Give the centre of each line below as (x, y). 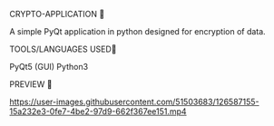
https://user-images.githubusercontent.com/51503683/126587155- (134, 102)
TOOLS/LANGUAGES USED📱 (63, 49)
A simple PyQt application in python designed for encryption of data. (137, 31)
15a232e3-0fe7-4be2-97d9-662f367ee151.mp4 (98, 111)
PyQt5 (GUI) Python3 (49, 67)
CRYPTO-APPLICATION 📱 (57, 14)
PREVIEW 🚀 (31, 84)
